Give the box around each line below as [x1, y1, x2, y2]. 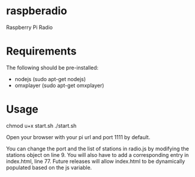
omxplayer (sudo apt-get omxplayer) [14, 82, 105, 89]
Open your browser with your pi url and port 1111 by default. [6, 133, 151, 140]
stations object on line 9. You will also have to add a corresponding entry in [6, 151, 189, 158]
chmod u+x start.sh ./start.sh [6, 122, 77, 129]
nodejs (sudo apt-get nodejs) [14, 75, 86, 82]
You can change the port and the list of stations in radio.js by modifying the [6, 145, 189, 152]
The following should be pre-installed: [6, 64, 99, 71]
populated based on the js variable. [6, 164, 92, 171]
